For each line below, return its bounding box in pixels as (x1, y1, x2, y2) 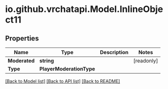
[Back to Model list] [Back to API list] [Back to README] (5, 78, 120, 84)
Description (100, 49, 129, 55)
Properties (5, 34, 39, 42)
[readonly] (133, 57, 158, 64)
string (39, 57, 54, 64)
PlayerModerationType (39, 65, 95, 72)
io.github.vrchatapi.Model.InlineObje (5, 3, 163, 15)
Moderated (8, 57, 35, 64)
